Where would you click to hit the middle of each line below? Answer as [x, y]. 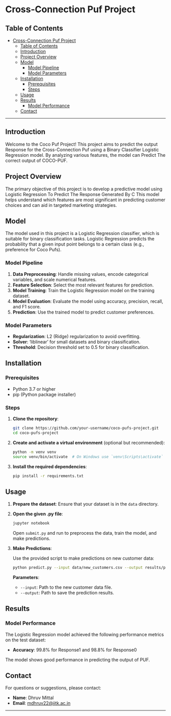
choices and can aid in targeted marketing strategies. [61, 205]
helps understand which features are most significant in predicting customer [85, 200]
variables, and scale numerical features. [54, 279]
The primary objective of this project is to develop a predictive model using [84, 189]
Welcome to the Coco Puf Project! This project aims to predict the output [81, 144]
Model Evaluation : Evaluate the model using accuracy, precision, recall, [88, 301]
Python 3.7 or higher [34, 389]
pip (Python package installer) [44, 394]
